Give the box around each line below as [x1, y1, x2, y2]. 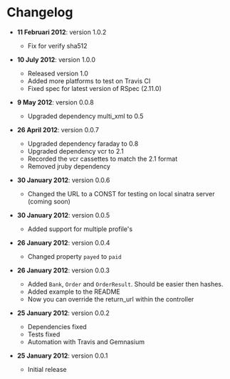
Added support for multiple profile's [27, 225, 133, 233]
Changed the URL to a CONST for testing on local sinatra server [27, 189, 215, 198]
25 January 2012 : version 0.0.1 [16, 351, 108, 360]
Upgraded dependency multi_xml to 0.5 [27, 112, 144, 120]
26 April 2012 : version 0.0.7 [16, 125, 99, 134]
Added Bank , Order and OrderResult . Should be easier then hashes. [27, 279, 224, 288]
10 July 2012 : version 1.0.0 [16, 55, 96, 64]
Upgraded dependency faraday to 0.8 [27, 139, 139, 148]
